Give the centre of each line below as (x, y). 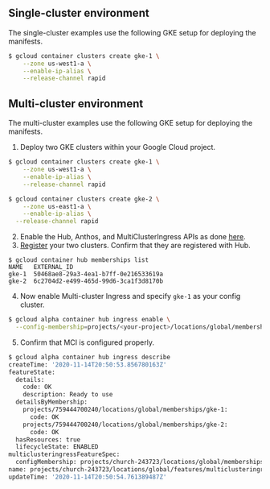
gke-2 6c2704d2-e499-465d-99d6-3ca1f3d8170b (86, 281)
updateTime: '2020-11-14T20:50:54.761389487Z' (88, 477)
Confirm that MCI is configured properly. (87, 342)
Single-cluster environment (79, 13)
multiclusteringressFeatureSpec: (64, 454)
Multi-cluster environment (76, 104)
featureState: (32, 372)
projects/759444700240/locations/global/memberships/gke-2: (125, 425)
